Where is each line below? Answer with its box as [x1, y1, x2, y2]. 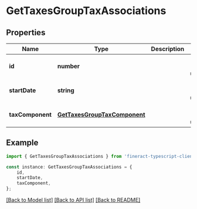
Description [151, 45, 185, 53]
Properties [6, 28, 46, 38]
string [57, 86, 74, 95]
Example [6, 138, 39, 148]
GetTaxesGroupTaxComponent [57, 110, 145, 119]
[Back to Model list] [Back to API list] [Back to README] [6, 197, 141, 204]
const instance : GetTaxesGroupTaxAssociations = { [6, 164, 133, 170]
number [57, 62, 80, 70]
